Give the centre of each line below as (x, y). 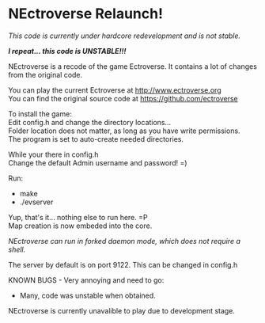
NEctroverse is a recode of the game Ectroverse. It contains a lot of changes (132, 66)
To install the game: (40, 114)
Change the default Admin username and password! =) (98, 162)
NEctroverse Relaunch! (86, 14)
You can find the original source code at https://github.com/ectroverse (123, 98)
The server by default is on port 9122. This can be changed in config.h (123, 264)
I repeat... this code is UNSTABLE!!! (67, 51)
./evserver (36, 202)
